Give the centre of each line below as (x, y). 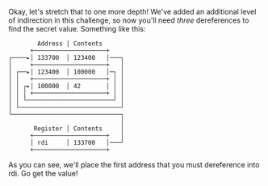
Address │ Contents (70, 44)
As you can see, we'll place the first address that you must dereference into (134, 165)
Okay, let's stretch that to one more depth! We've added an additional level (132, 12)
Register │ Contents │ (79, 129)
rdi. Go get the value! (43, 173)
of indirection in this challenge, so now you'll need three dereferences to (129, 20)
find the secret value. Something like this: (77, 29)
